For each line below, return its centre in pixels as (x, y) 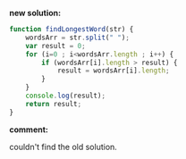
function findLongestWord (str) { (72, 29)
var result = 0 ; (56, 46)
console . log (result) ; (65, 96)
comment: (29, 130)
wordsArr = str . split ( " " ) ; (77, 38)
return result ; (54, 104)
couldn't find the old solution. (63, 146)
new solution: (35, 13)
